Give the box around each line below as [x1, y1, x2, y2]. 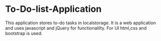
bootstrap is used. [5, 30, 43, 36]
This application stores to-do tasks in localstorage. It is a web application [5, 20, 156, 26]
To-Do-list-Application [5, 3, 102, 15]
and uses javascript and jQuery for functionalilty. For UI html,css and [5, 25, 147, 31]
